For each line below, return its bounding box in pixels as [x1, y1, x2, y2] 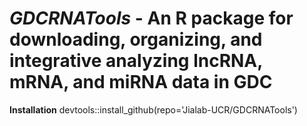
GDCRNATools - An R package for [9, 7, 294, 30]
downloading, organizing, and [9, 28, 263, 51]
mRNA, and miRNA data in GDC [9, 71, 273, 94]
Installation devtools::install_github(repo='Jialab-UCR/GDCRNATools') [9, 103, 298, 116]
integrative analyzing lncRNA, [9, 50, 263, 72]
